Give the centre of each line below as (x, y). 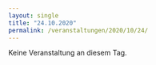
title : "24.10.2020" (43, 23)
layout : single (34, 15)
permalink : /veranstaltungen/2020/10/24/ (78, 30)
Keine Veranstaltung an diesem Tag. (68, 53)
